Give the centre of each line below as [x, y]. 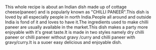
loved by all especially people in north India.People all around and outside [78, 17]
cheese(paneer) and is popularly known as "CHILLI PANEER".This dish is [77, 12]
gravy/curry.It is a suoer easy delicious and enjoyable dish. [64, 42]
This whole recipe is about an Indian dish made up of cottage [66, 7]
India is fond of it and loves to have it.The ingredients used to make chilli [77, 22]
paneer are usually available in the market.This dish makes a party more [77, 27]
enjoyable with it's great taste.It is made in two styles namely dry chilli [75, 32]
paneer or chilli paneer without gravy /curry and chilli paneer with [70, 37]
